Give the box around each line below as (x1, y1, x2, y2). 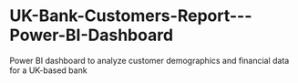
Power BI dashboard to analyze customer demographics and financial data (9, 55, 290, 66)
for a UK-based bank (9, 65, 88, 76)
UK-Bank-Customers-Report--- (9, 5, 252, 26)
